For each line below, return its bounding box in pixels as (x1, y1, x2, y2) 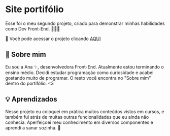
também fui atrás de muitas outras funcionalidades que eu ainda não (5, 114, 149, 120)
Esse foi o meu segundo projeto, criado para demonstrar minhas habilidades (5, 20, 165, 26)
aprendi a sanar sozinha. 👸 (5, 124, 61, 130)
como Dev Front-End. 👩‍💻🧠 (5, 25, 60, 31)
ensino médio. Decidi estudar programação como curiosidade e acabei (5, 70, 154, 76)
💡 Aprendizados (5, 95, 57, 104)
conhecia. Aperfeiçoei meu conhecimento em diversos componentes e (5, 119, 153, 125)
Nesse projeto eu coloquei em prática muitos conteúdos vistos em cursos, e (5, 108, 164, 115)
